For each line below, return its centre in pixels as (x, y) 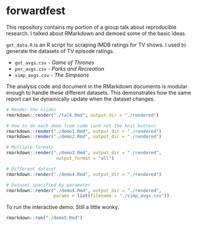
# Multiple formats (30, 147)
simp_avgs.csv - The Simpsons (52, 75)
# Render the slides (31, 109)
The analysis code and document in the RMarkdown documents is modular (97, 86)
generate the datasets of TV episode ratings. (60, 51)
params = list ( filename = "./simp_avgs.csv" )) (111, 196)
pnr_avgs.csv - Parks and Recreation (59, 68)
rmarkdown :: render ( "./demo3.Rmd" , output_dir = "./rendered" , (84, 153)
